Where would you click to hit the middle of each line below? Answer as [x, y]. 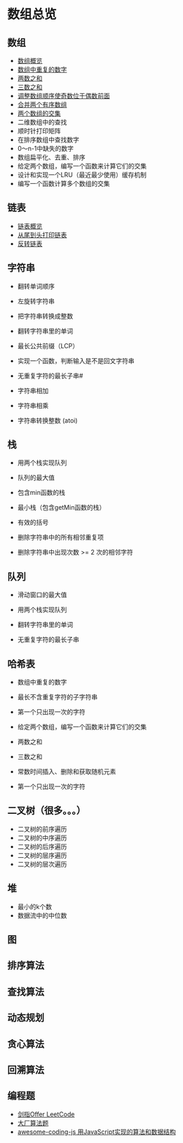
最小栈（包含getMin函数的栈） [61, 508]
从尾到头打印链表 [42, 234]
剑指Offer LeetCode [46, 1114]
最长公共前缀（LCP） [48, 345]
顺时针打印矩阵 [39, 131]
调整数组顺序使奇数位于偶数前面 [63, 96]
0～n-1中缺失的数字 [46, 148]
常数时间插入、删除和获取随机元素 [67, 772]
